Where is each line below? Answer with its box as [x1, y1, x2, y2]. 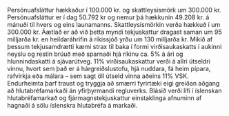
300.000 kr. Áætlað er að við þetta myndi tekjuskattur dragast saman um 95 [7, 28, 222, 36]
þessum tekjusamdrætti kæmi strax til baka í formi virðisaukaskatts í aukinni [7, 43, 222, 50]
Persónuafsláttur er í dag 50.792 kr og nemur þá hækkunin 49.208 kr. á [7, 13, 210, 21]
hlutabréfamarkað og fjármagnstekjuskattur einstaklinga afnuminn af [7, 94, 202, 102]
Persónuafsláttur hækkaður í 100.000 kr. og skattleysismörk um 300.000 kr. [7, 6, 221, 14]
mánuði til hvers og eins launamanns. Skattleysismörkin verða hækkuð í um [7, 21, 221, 28]
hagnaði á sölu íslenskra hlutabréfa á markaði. [7, 101, 138, 109]
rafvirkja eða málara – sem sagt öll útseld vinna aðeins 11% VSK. [7, 72, 189, 80]
